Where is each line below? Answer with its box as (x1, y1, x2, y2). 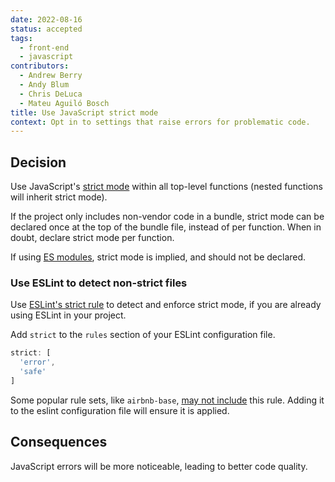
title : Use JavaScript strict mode (10, 107, 159, 118)
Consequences (10, 434, 108, 451)
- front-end (19, 42, 70, 53)
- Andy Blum (19, 80, 70, 90)
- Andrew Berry (19, 71, 83, 81)
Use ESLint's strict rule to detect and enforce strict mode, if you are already (10, 299, 322, 311)
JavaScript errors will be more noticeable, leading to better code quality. (10, 460, 308, 472)
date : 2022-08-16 (10, 14, 83, 25)
